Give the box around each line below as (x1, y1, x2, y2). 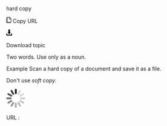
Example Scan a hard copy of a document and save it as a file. (6, 65, 162, 73)
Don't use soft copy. (6, 77, 57, 84)
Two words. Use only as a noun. (6, 53, 87, 61)
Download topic (6, 42, 46, 49)
